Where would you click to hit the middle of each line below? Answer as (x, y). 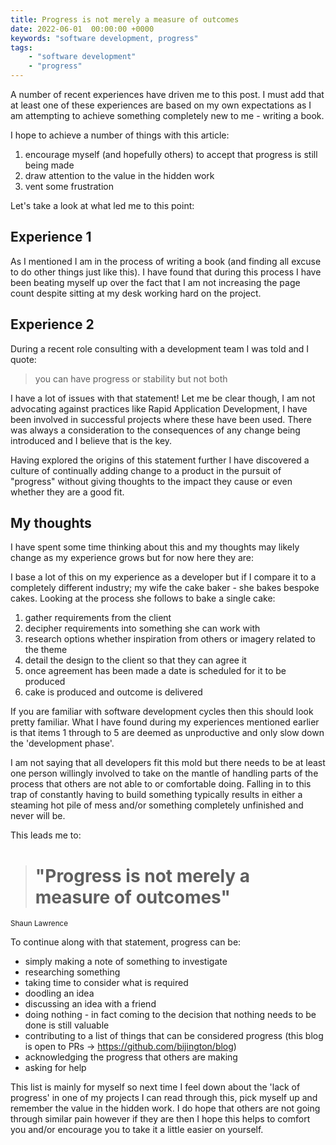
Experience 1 (51, 237)
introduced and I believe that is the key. (91, 440)
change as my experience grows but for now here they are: (132, 558)
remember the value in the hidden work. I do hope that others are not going (165, 1108)
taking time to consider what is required (106, 983)
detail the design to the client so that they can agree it (135, 660)
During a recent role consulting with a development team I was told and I (160, 348)
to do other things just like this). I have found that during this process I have (166, 272)
